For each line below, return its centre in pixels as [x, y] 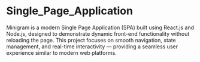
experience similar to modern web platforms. [61, 52]
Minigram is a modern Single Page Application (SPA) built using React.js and [100, 27]
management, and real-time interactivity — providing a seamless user [92, 46]
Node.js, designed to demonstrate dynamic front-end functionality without [98, 33]
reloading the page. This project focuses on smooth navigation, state [91, 40]
